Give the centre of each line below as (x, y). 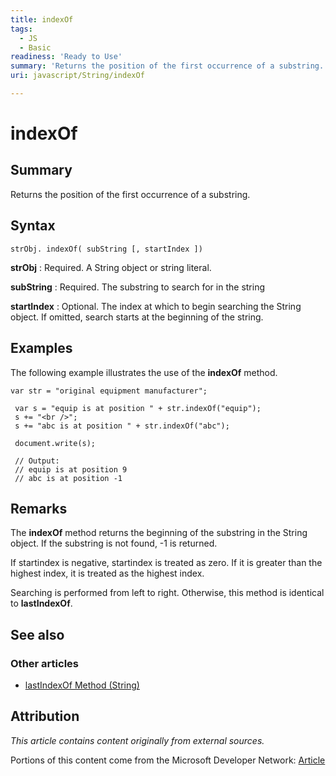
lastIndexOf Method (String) (82, 685)
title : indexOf (42, 19)
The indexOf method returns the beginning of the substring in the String (159, 533)
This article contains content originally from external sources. (137, 740)
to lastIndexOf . (41, 603)
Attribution (45, 716)
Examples (41, 348)
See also (37, 634)
